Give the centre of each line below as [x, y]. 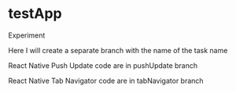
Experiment [27, 35]
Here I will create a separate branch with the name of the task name [118, 50]
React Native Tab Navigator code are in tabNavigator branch [106, 80]
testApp [35, 14]
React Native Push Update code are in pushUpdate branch [103, 65]
